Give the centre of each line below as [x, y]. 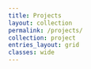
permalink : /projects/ [45, 30]
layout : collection [40, 23]
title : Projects [35, 15]
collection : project [42, 38]
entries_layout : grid [44, 45]
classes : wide [32, 52]
